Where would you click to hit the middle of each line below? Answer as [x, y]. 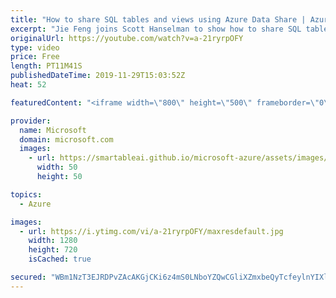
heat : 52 [28, 85]
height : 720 [53, 250]
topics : [26, 194]
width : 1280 [53, 241]
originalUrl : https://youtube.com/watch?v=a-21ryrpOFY [127, 38]
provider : [31, 121]
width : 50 [57, 167]
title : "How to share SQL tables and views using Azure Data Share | [158, 19]
